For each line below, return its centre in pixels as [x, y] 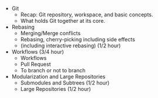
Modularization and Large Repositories [58, 76]
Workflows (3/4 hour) [38, 52]
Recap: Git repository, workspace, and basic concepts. [87, 15]
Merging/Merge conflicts [51, 33]
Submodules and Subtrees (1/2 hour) [65, 83]
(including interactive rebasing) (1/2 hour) [70, 45]
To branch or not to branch [53, 70]
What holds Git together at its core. [63, 21]
